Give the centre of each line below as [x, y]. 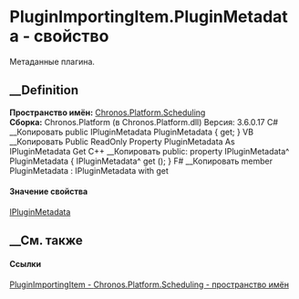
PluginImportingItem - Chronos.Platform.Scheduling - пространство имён [149, 284]
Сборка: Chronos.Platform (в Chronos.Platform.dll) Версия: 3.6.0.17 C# [144, 122]
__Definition [44, 90]
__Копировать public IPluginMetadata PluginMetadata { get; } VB [131, 132]
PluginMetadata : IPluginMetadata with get [89, 170]
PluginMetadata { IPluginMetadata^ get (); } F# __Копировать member [141, 161]
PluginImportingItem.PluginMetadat [149, 17]
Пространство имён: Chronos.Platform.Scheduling [108, 112]
